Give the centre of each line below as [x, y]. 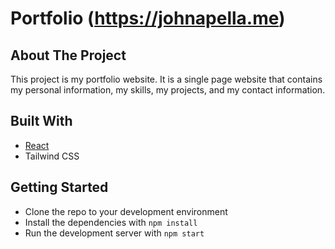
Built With [41, 121]
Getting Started [59, 187]
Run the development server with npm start [114, 233]
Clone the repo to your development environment [126, 211]
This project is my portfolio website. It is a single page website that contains [166, 79]
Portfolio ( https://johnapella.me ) [148, 18]
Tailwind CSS [52, 156]
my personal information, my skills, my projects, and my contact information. [168, 90]
